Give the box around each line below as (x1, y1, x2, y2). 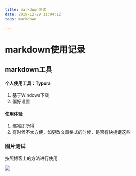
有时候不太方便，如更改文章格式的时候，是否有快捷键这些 (12, 129, 131, 135)
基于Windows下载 (12, 92, 49, 98)
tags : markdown (5, 16, 37, 21)
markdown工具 (5, 65, 52, 74)
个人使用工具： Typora (5, 80, 51, 86)
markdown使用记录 (5, 44, 86, 55)
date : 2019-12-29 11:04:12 (5, 12, 61, 17)
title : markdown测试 (5, 7, 46, 12)
